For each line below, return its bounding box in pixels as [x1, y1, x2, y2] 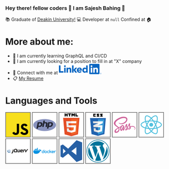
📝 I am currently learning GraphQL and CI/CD [12, 53, 108, 59]
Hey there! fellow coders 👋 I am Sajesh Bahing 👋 [5, 5, 125, 12]
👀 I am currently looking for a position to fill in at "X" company [12, 58, 142, 64]
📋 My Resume [12, 76, 44, 82]
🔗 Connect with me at [12, 70, 58, 76]
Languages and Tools [5, 95, 97, 107]
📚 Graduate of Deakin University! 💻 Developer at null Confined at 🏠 [5, 16, 152, 22]
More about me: [5, 36, 74, 48]
